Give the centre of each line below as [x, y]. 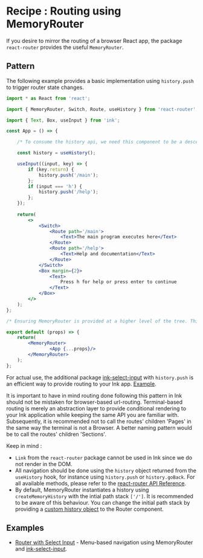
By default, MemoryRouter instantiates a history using [82, 490]
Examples [25, 528]
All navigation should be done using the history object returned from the [105, 470]
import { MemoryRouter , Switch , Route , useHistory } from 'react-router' [101, 109]
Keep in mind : [24, 445]
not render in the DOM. [43, 464]
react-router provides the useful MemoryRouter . [65, 47]
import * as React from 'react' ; [48, 98]
